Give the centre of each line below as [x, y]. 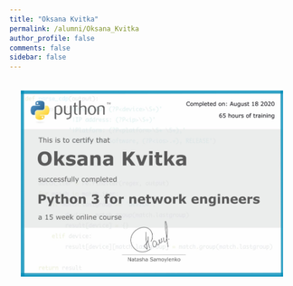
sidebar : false [38, 57]
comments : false [40, 48]
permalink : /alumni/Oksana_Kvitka [75, 29]
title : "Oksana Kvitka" [54, 19]
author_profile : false [52, 38]
